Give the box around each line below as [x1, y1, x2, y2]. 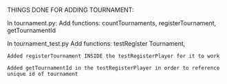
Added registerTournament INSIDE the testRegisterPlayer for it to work [7, 53, 220, 59]
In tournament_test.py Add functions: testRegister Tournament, [7, 40, 186, 47]
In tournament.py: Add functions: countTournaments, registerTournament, [7, 19, 217, 27]
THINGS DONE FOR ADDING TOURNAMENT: [7, 6, 134, 14]
